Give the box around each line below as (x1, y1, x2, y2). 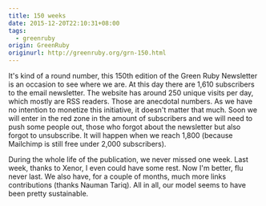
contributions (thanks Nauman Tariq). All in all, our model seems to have (8, 180, 247, 189)
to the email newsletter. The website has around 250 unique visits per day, (8, 88, 254, 97)
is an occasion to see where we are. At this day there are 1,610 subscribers (8, 79, 255, 89)
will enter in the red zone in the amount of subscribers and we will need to (8, 114, 253, 123)
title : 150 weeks (8, 11, 66, 20)
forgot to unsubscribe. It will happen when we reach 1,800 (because (8, 131, 234, 140)
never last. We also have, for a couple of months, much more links (8, 172, 227, 181)
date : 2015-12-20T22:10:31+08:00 (8, 19, 120, 27)
